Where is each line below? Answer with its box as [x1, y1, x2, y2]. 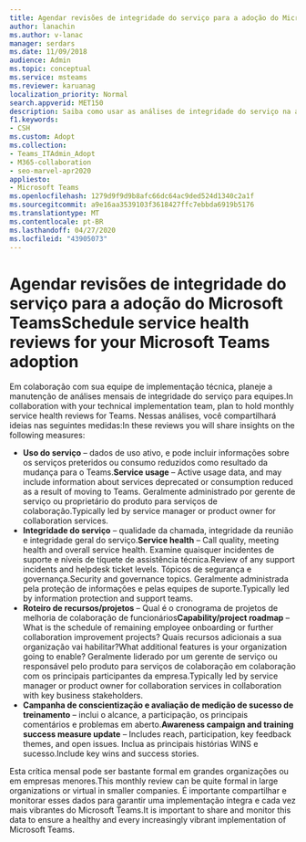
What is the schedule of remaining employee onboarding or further [22, 622, 274, 633]
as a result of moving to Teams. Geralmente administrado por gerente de [22, 486, 296, 498]
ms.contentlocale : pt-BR [9, 216, 104, 226]
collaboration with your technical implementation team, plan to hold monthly [9, 401, 294, 412]
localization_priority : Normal [9, 89, 128, 99]
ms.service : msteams [9, 73, 88, 82]
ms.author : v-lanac [9, 30, 84, 39]
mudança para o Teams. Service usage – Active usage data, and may [22, 467, 282, 478]
